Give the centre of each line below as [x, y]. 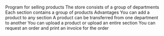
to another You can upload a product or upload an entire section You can [80, 23]
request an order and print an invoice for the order [57, 28]
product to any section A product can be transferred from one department [82, 18]
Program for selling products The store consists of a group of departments [82, 7]
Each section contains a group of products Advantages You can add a [77, 12]
